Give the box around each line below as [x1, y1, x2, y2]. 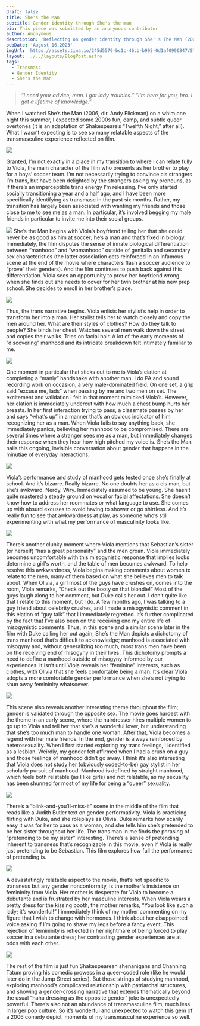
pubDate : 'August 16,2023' [6, 42, 73, 48]
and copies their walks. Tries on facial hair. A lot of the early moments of [6, 333, 184, 340]
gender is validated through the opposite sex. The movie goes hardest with [6, 710, 190, 717]
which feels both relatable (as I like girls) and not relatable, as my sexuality [6, 774, 189, 781]
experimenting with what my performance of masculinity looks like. [6, 518, 171, 526]
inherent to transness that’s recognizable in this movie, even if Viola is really [6, 841, 192, 848]
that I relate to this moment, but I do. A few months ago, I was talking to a [6, 598, 186, 606]
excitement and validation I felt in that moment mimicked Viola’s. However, [6, 394, 188, 401]
